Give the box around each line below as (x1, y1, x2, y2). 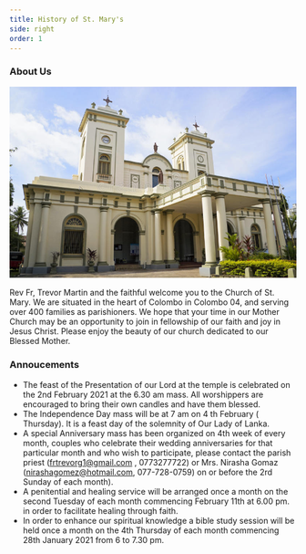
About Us (9, 65, 52, 78)
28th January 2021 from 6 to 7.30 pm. (22, 534, 165, 545)
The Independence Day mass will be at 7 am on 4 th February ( (22, 408, 260, 419)
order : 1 (9, 34, 43, 43)
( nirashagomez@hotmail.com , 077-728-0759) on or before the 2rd (22, 466, 273, 477)
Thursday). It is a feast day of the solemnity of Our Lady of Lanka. (22, 418, 270, 429)
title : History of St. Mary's (9, 15, 125, 24)
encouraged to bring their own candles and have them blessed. (22, 398, 261, 410)
